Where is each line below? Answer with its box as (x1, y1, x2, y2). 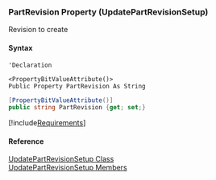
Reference (8, 136, 44, 146)
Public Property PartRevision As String (8, 82, 147, 90)
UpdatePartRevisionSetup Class (8, 154, 114, 164)
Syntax (8, 43, 33, 52)
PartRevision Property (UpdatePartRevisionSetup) (8, 6, 209, 18)
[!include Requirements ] (8, 118, 86, 128)
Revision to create (8, 25, 69, 35)
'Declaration (8, 61, 52, 69)
